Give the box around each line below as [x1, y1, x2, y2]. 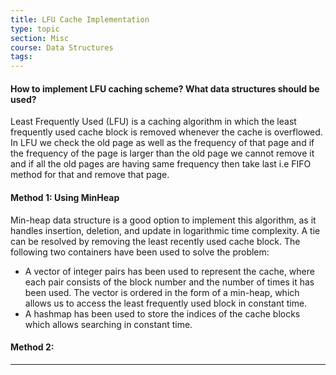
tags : [10, 52, 33, 62]
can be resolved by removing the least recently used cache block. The [10, 235, 301, 247]
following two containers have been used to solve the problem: [10, 246, 270, 258]
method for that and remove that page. [10, 169, 170, 181]
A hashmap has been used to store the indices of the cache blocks [24, 307, 301, 320]
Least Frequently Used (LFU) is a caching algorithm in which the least [10, 116, 297, 128]
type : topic [10, 24, 60, 34]
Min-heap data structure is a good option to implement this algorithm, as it [10, 214, 317, 226]
